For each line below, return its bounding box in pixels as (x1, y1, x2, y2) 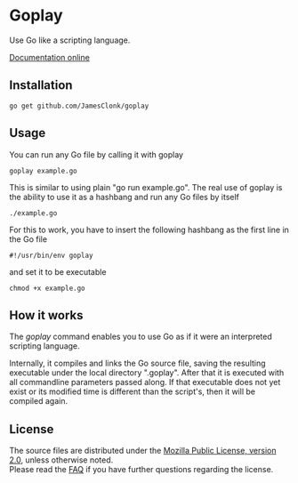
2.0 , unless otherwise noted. (9, 455, 114, 465)
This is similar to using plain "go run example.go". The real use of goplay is (9, 181, 283, 192)
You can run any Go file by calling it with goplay (9, 149, 184, 160)
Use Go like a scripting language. (9, 35, 131, 45)
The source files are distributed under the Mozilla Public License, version (9, 446, 277, 456)
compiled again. (9, 396, 68, 407)
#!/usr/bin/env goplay (9, 251, 93, 260)
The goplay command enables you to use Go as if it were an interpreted (9, 331, 273, 342)
